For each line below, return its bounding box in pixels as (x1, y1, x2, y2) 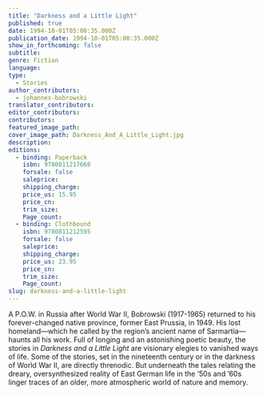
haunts (8, 335, 31, 345)
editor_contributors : (8, 109, 81, 117)
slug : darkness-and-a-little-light (8, 288, 127, 296)
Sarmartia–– (206, 326, 246, 336)
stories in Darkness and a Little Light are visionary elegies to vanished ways (8, 344, 259, 353)
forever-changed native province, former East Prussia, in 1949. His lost (8, 318, 241, 327)
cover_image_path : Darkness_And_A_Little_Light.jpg (8, 131, 184, 139)
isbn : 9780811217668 (22, 161, 91, 169)
